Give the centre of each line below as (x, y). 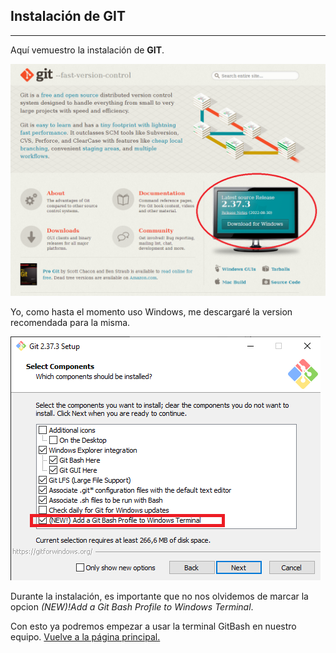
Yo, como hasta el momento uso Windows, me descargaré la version (151, 311)
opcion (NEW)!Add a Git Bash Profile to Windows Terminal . (132, 606)
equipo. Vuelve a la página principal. (85, 636)
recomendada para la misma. (70, 322)
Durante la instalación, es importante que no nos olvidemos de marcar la (159, 596)
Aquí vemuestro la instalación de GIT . (87, 50)
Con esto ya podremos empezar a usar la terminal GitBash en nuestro (153, 626)
